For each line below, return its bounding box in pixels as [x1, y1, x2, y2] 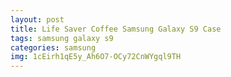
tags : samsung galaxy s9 [10, 33, 114, 43]
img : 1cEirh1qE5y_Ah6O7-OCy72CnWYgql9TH [10, 52, 182, 62]
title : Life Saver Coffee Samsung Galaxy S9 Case [10, 24, 222, 34]
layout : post [10, 14, 65, 25]
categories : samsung [10, 42, 97, 53]
